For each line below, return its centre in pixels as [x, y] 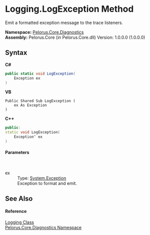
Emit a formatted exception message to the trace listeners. [64, 23]
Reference [16, 211]
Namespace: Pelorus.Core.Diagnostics [45, 32]
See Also [19, 199]
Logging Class [20, 222]
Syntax [16, 53]
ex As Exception [31, 105]
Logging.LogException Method [69, 9]
